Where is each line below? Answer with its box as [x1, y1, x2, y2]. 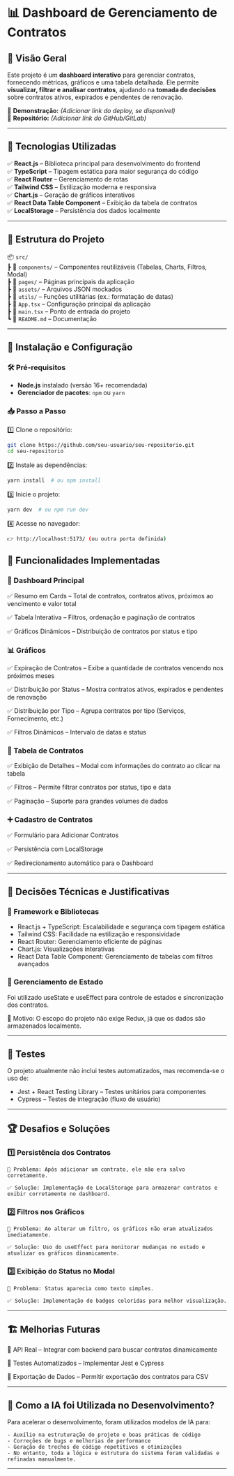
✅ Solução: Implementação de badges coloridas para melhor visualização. [7, 1297, 228, 1304]
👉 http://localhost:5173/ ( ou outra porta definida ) [7, 536, 167, 543]
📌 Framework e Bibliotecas [7, 906, 100, 916]
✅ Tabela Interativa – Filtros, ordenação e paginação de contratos [7, 613, 196, 621]
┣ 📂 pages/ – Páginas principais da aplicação [7, 277, 134, 286]
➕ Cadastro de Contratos [7, 815, 93, 825]
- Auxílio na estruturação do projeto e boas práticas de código [7, 1431, 201, 1438]
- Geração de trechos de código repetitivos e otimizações [7, 1444, 182, 1451]
